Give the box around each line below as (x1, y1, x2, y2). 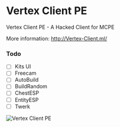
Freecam (14, 69, 37, 77)
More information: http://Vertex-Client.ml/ (6, 35, 108, 42)
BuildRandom (14, 83, 47, 90)
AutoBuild (14, 76, 39, 83)
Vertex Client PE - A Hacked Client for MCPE (6, 24, 115, 31)
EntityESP (14, 96, 39, 103)
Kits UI (14, 63, 31, 70)
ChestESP (14, 89, 40, 96)
